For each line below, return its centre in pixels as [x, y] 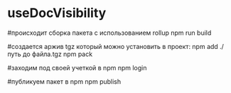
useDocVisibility [57, 13]
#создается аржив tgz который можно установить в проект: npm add [113, 46]
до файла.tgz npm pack [58, 54]
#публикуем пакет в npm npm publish [64, 81]
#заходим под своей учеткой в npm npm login [77, 67]
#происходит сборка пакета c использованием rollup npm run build [109, 33]
